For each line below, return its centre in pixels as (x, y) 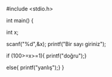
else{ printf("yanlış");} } (35, 67)
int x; (13, 32)
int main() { (20, 20)
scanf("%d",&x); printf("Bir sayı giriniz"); (56, 44)
